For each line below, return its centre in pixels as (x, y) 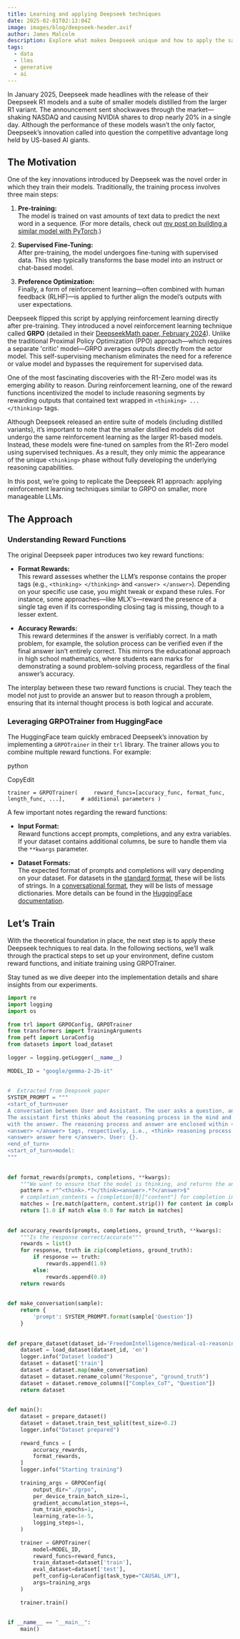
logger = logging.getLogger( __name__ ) (65, 1058)
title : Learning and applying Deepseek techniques (84, 14)
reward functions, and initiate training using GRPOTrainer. (92, 964)
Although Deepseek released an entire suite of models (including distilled (115, 422)
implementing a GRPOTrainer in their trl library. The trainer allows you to (114, 745)
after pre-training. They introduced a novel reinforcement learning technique (120, 326)
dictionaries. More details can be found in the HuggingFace (105, 893)
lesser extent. (38, 614)
